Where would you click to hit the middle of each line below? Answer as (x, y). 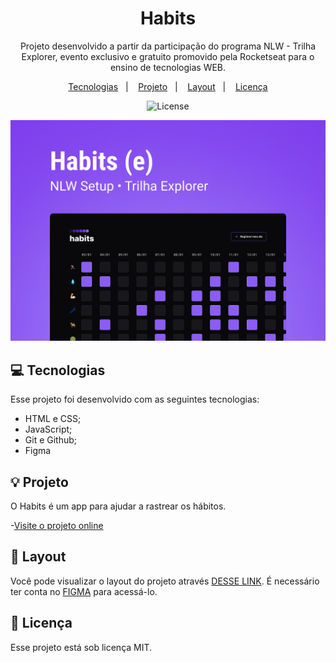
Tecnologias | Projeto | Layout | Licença (168, 86)
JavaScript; (48, 429)
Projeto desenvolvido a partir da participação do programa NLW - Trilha (168, 46)
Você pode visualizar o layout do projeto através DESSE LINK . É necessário (165, 581)
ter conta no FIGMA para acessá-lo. (84, 591)
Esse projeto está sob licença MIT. (81, 647)
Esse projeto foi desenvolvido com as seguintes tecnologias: (135, 399)
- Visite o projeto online (57, 525)
